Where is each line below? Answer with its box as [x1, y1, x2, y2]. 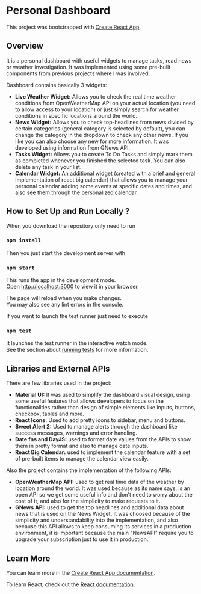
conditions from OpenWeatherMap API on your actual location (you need [14, 99, 196, 106]
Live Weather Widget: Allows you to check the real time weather [14, 93, 176, 100]
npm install [6, 237, 42, 244]
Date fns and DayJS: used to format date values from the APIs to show [14, 436, 191, 443]
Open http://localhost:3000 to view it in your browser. [6, 283, 140, 290]
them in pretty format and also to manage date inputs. [14, 442, 149, 450]
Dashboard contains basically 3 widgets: [6, 81, 107, 88]
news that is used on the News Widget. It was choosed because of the [14, 510, 191, 518]
